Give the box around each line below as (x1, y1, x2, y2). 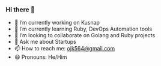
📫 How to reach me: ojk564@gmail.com (14, 45, 115, 52)
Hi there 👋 (5, 5, 35, 14)
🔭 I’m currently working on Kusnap (14, 19, 100, 26)
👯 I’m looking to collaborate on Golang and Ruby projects (14, 32, 156, 39)
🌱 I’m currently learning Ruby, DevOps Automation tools (14, 25, 153, 32)
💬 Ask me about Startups (14, 38, 76, 46)
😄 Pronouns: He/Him (14, 53, 67, 61)
